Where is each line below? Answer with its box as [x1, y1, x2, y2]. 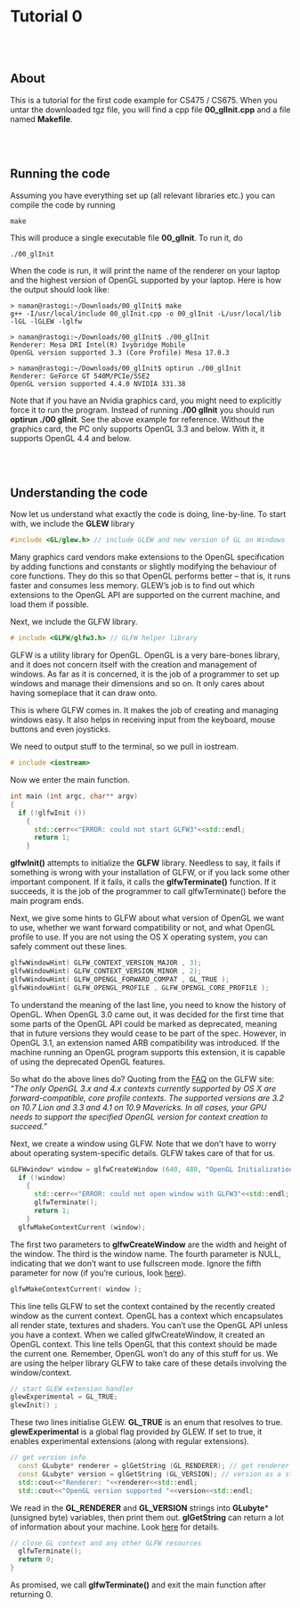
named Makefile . [10, 113, 74, 124]
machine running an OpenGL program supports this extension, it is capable [10, 1046, 286, 1057]
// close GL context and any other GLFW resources [10, 1538, 202, 1547]
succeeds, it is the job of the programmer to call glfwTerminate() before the [10, 886, 287, 897]
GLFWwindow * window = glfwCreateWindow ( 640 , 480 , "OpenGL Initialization [10, 1165, 294, 1174]
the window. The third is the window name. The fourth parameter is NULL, [10, 1248, 281, 1259]
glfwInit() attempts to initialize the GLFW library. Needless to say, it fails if [10, 857, 281, 868]
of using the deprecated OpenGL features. [10, 1056, 166, 1067]
